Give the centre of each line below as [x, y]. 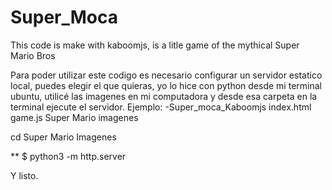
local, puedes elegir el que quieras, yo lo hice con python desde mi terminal [166, 85]
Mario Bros [33, 55]
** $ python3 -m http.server [68, 156]
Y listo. [24, 175]
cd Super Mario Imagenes [63, 137]
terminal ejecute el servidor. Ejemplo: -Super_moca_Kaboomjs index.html [161, 107]
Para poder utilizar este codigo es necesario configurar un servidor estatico [166, 75]
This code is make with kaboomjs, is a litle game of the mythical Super [155, 45]
